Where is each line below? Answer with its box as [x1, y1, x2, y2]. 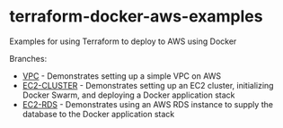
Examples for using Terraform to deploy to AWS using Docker [9, 36, 237, 47]
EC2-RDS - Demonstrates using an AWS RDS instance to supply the [22, 98, 274, 109]
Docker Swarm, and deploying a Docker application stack [22, 90, 235, 100]
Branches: [9, 53, 48, 64]
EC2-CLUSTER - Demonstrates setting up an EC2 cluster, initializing [22, 80, 274, 90]
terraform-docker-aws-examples [9, 6, 263, 27]
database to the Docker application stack [22, 108, 175, 119]
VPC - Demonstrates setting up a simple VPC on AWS [22, 70, 222, 81]
